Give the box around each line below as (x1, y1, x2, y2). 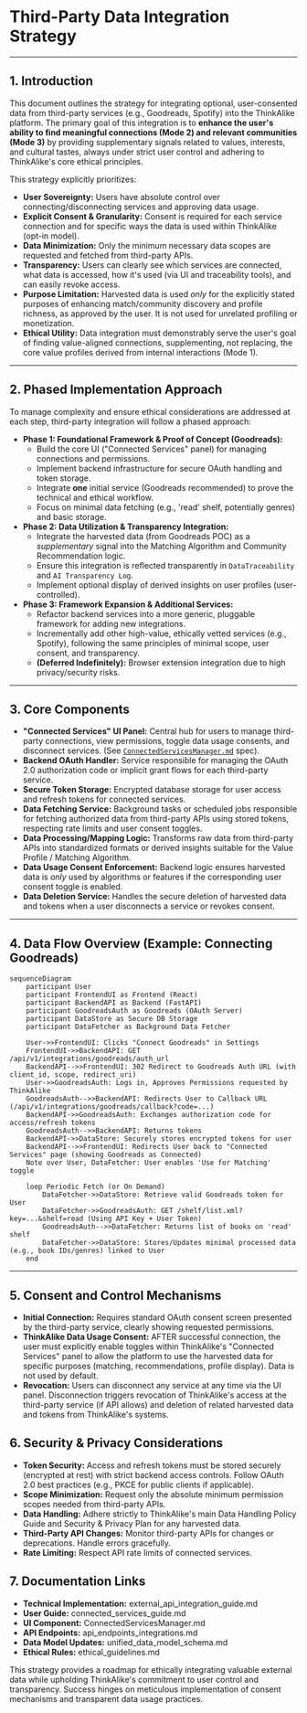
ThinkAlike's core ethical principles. (9, 155, 143, 166)
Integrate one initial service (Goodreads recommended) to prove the (36, 482, 294, 493)
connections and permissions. (36, 452, 151, 463)
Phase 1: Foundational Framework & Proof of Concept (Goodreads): (22, 433, 283, 444)
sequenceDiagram (9, 974, 71, 984)
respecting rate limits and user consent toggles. (22, 823, 203, 834)
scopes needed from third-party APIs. (22, 1498, 166, 1509)
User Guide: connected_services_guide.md (22, 1607, 186, 1619)
